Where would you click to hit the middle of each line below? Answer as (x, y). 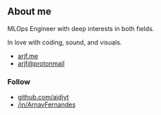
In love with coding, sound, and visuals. (65, 42)
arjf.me (28, 56)
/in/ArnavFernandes (47, 104)
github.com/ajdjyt (43, 97)
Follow (19, 82)
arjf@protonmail (41, 63)
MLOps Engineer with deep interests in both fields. (81, 28)
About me (29, 12)
